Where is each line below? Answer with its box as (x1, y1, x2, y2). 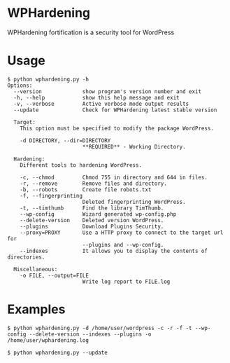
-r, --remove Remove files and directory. (20, 180, 168, 187)
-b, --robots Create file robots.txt (20, 186, 152, 193)
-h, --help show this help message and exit (13, 94, 180, 101)
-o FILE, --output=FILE (20, 272, 89, 279)
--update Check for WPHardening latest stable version (13, 107, 217, 114)
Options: (7, 82, 33, 89)
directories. (7, 254, 45, 261)
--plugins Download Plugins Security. (20, 223, 164, 230)
